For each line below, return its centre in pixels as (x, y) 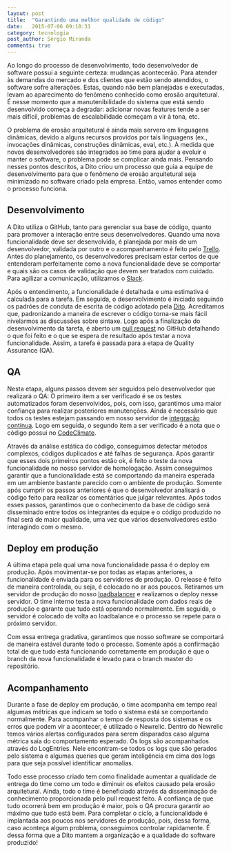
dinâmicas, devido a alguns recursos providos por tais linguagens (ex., (108, 137)
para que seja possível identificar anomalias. (70, 763)
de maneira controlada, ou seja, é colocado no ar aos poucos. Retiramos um (115, 587)
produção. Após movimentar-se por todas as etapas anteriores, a (100, 572)
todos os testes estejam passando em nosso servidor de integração (103, 418)
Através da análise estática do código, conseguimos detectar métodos (107, 446)
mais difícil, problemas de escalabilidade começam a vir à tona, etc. (103, 117)
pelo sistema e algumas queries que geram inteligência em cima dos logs (111, 756)
